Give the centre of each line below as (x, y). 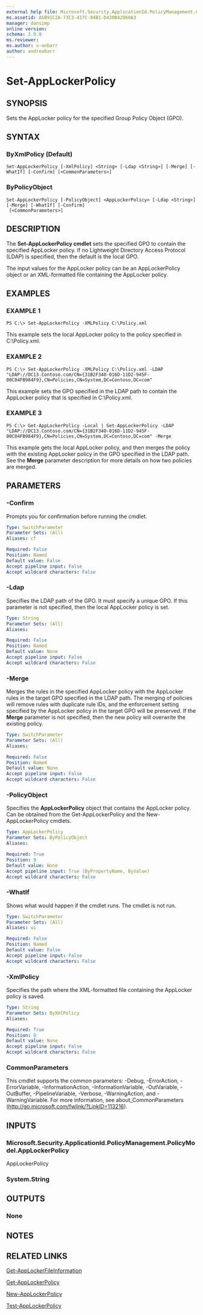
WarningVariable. (28, 1100)
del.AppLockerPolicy (38, 1150)
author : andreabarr (31, 51)
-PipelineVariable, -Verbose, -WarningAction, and (94, 1094)
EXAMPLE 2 (24, 356)
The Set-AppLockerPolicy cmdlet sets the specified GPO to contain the (96, 243)
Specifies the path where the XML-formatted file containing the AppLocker (99, 990)
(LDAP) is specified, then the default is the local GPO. (72, 256)
